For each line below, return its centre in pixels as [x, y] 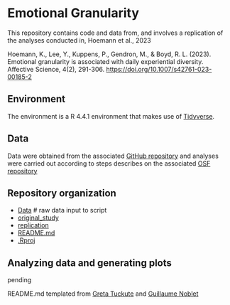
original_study [38, 218]
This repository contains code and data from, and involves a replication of [115, 33]
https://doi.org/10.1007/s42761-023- [159, 69]
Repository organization [62, 193]
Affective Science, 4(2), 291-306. [56, 69]
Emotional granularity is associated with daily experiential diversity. [105, 61]
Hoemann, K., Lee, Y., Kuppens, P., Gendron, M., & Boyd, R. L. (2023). [109, 54]
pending [20, 280]
